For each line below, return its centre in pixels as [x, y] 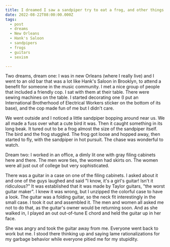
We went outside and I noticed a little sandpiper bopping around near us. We [85, 118]
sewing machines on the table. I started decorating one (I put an [72, 97]
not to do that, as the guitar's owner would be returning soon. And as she [81, 208]
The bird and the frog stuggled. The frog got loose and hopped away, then [83, 134]
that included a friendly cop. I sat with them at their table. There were [77, 92]
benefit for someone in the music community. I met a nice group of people [83, 87]
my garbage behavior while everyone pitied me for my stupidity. [72, 239]
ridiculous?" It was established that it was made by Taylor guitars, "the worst [85, 186]
